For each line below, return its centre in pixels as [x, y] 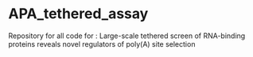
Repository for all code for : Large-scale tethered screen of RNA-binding [127, 36]
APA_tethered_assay [78, 14]
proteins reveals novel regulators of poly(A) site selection [102, 44]
